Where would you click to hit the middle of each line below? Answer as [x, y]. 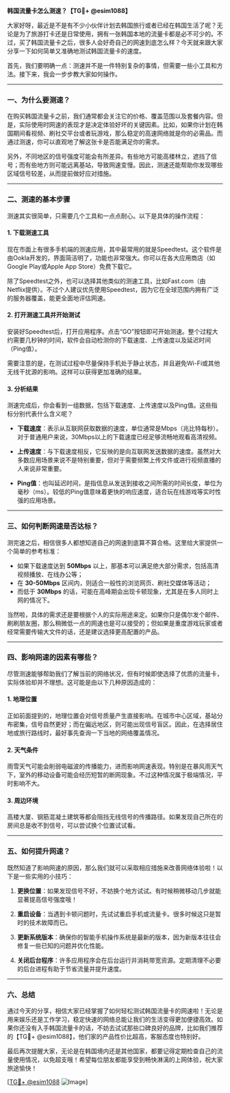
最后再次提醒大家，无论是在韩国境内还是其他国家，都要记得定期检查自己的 [112, 1051]
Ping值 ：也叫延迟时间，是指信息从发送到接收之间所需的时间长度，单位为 [119, 483]
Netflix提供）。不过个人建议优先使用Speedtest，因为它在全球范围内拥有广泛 [113, 289]
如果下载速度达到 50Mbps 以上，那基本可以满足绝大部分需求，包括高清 [118, 565]
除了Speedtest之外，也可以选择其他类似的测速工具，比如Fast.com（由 [106, 281]
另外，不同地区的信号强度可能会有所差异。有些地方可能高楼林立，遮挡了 [109, 156]
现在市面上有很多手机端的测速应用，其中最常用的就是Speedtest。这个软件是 [115, 249]
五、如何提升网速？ [39, 851]
